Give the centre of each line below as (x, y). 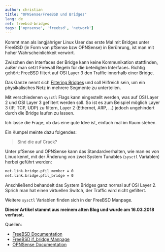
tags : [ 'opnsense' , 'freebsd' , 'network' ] (49, 28)
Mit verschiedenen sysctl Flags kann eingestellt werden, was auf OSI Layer (82, 98)
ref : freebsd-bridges (27, 24)
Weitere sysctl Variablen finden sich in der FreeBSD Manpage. (69, 200)
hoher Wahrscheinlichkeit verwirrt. (40, 53)
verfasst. (15, 215)
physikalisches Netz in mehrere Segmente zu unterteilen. (63, 88)
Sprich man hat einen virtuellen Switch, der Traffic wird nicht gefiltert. (76, 190)
